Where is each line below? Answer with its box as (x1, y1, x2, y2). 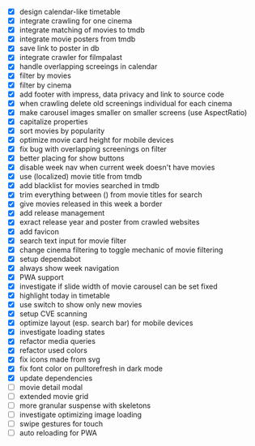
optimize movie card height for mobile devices (19, 135, 175, 144)
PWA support (19, 272, 64, 282)
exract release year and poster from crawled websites (19, 217, 200, 227)
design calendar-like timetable (19, 7, 121, 16)
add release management (19, 208, 105, 218)
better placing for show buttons (19, 153, 125, 163)
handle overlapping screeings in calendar (19, 62, 158, 71)
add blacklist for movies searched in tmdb (19, 181, 159, 191)
